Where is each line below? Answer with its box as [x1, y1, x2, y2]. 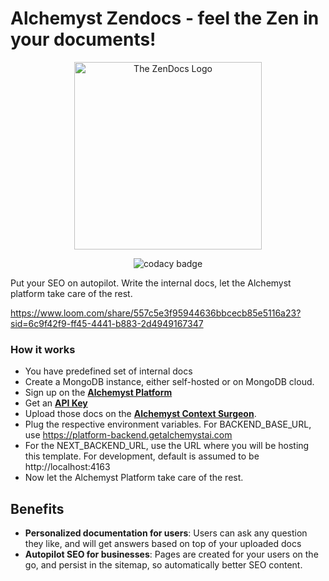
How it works [10, 342, 76, 356]
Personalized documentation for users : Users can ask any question [24, 527, 308, 539]
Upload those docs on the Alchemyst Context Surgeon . [24, 408, 257, 420]
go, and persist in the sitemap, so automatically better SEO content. [24, 559, 303, 571]
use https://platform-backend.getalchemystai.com [24, 429, 233, 441]
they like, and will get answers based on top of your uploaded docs [24, 538, 302, 550]
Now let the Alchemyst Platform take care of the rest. [24, 472, 244, 484]
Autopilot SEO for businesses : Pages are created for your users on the [24, 548, 319, 561]
